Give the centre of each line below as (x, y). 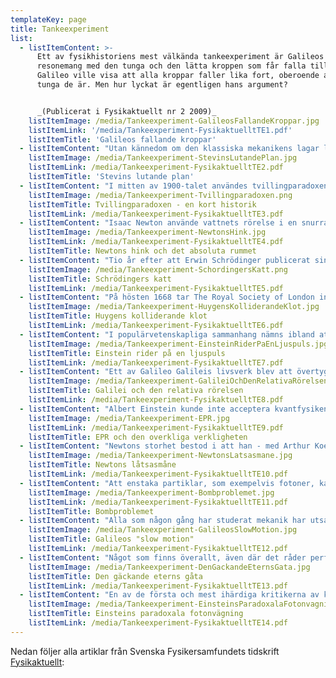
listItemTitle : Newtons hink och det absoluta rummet (142, 251)
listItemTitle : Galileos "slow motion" (111, 539)
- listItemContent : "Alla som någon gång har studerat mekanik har (163, 521)
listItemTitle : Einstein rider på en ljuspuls (127, 353)
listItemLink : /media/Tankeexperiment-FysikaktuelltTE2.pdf (156, 167)
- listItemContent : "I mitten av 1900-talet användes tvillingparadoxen (174, 186)
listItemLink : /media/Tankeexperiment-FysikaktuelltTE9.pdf (156, 427)
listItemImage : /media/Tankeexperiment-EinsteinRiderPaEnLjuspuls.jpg (178, 344)
